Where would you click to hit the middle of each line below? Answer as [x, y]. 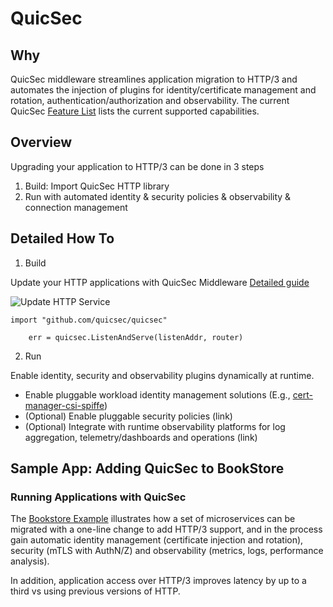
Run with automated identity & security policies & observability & [158, 196]
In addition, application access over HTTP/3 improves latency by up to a [158, 581]
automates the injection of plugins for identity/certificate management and [163, 90]
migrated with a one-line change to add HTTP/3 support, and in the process [166, 529]
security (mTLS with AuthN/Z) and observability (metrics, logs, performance [167, 551]
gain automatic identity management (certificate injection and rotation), [157, 540]
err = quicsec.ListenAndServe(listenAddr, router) [136, 337]
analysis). [30, 561]
